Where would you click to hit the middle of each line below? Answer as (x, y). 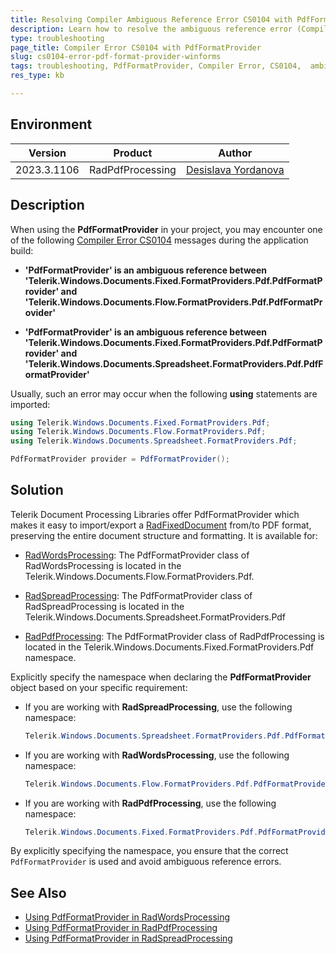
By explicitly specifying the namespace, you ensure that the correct (149, 851)
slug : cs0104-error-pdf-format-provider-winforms (116, 57)
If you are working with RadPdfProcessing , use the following (150, 803)
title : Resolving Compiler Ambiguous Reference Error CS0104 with (151, 19)
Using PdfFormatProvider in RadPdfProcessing (121, 928)
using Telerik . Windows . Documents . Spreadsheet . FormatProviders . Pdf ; (154, 441)
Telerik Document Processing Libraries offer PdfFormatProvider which (155, 514)
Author (235, 153)
